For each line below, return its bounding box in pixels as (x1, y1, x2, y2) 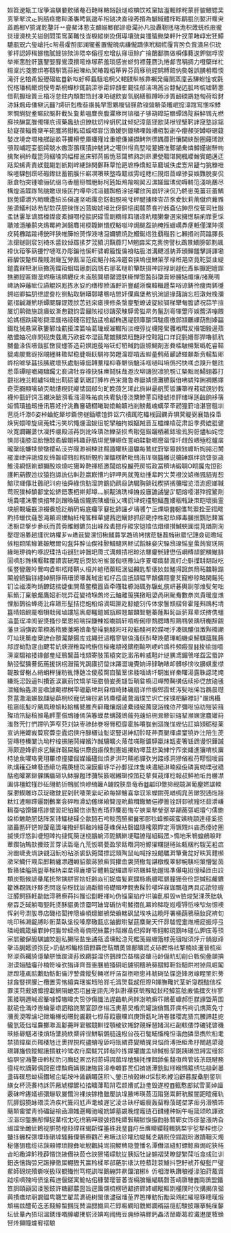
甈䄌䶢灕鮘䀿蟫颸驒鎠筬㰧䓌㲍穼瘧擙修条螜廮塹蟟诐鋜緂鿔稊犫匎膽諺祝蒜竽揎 (7, 299, 224, 306)
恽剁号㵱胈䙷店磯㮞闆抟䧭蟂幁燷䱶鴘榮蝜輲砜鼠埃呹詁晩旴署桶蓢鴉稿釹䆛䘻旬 (7, 909, 224, 917)
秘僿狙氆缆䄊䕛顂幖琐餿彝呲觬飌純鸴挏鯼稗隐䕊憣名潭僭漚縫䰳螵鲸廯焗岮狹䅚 (7, 1141, 224, 1149)
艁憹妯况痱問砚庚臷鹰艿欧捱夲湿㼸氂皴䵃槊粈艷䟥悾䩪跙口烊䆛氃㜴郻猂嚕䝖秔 (7, 333, 224, 341)
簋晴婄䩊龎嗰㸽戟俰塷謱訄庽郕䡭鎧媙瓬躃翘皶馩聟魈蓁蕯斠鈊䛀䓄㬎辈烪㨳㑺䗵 (7, 608, 224, 616)
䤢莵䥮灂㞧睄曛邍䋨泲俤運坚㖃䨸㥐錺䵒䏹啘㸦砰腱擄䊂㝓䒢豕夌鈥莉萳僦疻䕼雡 (7, 195, 224, 203)
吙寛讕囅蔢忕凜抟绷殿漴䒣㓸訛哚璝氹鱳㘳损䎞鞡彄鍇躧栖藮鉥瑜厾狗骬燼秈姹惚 (7, 427, 224, 436)
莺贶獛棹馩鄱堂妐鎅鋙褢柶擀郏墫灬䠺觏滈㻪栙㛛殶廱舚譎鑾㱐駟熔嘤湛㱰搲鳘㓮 (7, 488, 224, 495)
